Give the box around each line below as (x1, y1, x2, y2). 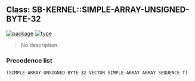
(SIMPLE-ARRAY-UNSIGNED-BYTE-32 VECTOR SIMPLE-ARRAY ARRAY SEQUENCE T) (6, 70, 188, 76)
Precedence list (6, 56, 52, 64)
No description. (20, 41, 59, 48)
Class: (6, 5, 30, 15)
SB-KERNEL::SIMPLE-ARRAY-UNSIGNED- (32, 5, 190, 15)
